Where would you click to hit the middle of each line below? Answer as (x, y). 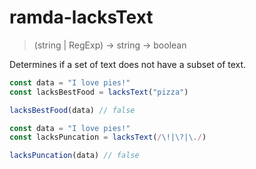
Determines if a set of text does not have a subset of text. (128, 64)
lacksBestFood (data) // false (72, 110)
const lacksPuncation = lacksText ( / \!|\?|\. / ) (108, 137)
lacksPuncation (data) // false (74, 156)
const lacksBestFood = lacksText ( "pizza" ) (99, 92)
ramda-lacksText (81, 17)
